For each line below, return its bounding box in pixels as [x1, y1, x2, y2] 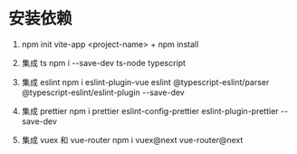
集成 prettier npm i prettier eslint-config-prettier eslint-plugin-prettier [21, 105, 279, 116]
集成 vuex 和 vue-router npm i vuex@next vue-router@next [21, 134, 244, 145]
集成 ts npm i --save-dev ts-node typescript [21, 57, 187, 68]
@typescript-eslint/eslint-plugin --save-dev [21, 87, 185, 98]
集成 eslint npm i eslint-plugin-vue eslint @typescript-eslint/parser [21, 76, 270, 87]
